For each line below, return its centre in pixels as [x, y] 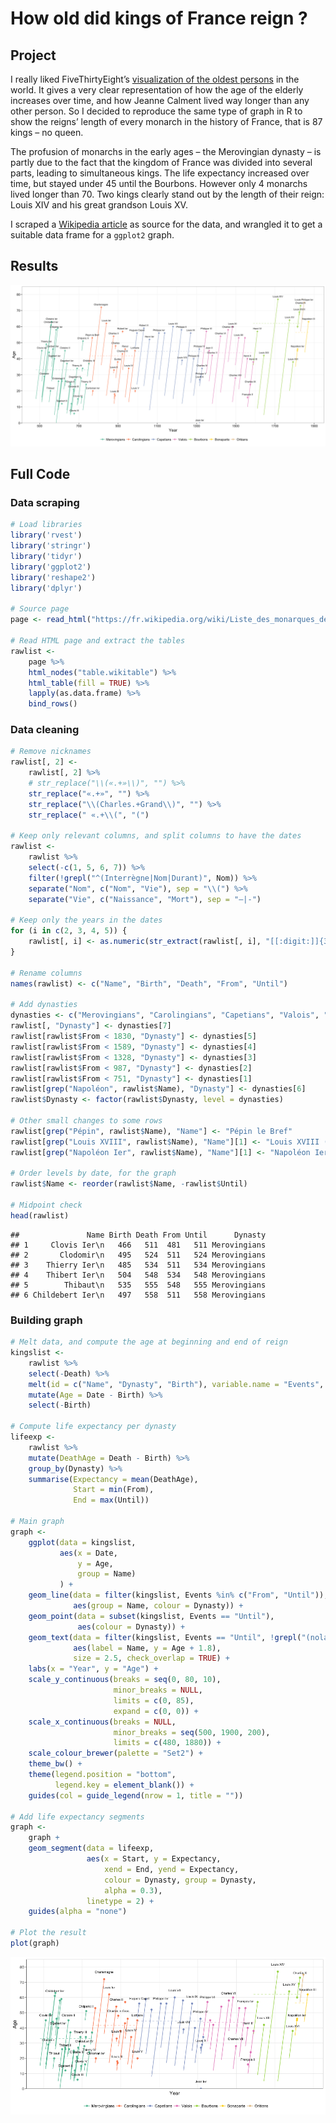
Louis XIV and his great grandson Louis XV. [99, 205]
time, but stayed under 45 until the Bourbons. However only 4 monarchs [159, 183]
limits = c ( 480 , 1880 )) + [167, 1743]
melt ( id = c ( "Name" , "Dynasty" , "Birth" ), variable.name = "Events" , [176, 1384]
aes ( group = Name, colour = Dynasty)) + [158, 1606]
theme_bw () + [55, 1764]
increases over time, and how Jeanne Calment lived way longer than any [160, 100]
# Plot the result [48, 1933]
